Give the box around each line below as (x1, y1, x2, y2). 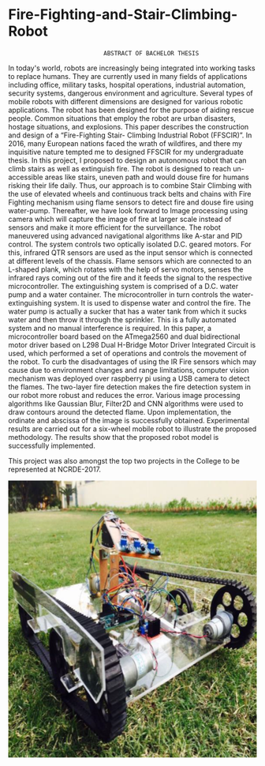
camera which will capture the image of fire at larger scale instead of (8, 214, 232, 223)
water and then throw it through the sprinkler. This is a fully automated (8, 314, 237, 325)
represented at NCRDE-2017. (8, 464, 101, 474)
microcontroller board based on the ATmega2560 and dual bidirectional (8, 332, 241, 341)
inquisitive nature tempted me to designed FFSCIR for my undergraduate (8, 147, 244, 156)
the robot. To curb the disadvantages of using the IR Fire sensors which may (8, 357, 256, 366)
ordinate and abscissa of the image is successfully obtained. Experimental (8, 415, 250, 425)
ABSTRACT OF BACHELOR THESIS (103, 49, 200, 57)
